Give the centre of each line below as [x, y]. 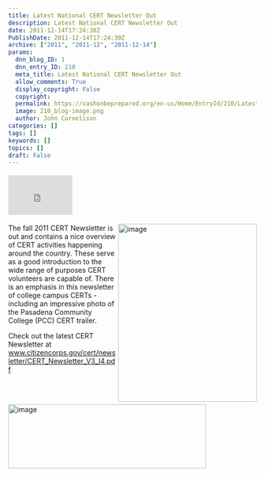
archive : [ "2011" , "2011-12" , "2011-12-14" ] [82, 45]
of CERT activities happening [55, 245]
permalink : [33, 104]
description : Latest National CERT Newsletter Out [93, 23]
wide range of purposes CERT [57, 271]
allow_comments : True [51, 81]
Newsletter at [30, 344]
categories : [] [33, 126]
